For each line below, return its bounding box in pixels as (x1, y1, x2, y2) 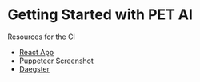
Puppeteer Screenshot (18, 56, 94, 65)
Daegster (18, 64, 50, 73)
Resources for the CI (7, 32, 75, 41)
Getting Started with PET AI (7, 6, 194, 24)
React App (18, 47, 54, 57)
